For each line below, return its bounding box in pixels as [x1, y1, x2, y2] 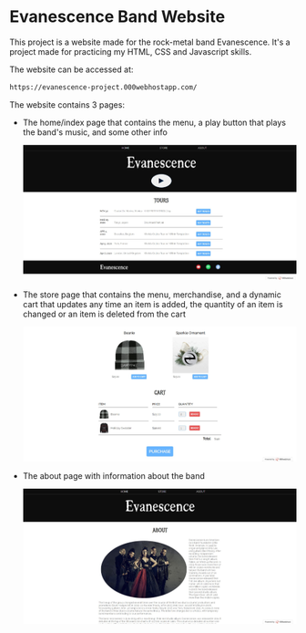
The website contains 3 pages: [9, 99, 126, 110]
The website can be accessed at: [9, 64, 134, 75]
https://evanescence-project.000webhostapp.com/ [9, 82, 198, 92]
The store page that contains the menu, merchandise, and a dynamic [22, 289, 282, 300]
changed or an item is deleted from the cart [22, 308, 187, 319]
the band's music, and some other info [22, 126, 168, 138]
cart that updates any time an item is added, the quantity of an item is [22, 298, 284, 309]
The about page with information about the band [22, 471, 205, 482]
